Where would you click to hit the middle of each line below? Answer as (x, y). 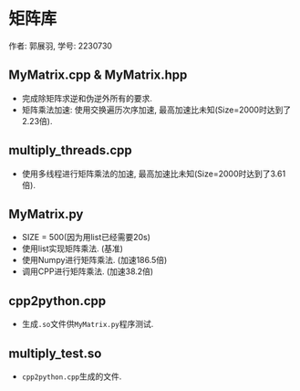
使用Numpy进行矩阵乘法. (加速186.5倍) (94, 260)
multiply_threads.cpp (71, 150)
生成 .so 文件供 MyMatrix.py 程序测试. (88, 324)
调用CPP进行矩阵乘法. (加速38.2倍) (88, 271)
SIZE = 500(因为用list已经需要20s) (86, 238)
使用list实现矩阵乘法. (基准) (72, 248)
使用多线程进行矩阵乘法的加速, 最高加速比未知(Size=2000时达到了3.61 (154, 174)
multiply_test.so (55, 353)
